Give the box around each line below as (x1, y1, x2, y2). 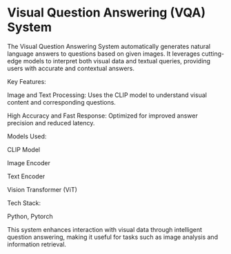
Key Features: (7, 77, 46, 85)
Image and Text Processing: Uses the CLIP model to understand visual (7, 91, 207, 99)
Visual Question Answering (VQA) (7, 5, 206, 21)
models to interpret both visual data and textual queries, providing (23, 56, 211, 65)
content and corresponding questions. (7, 98, 116, 106)
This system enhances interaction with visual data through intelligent (7, 225, 202, 233)
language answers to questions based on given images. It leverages (7, 50, 201, 58)
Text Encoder (7, 172, 46, 180)
